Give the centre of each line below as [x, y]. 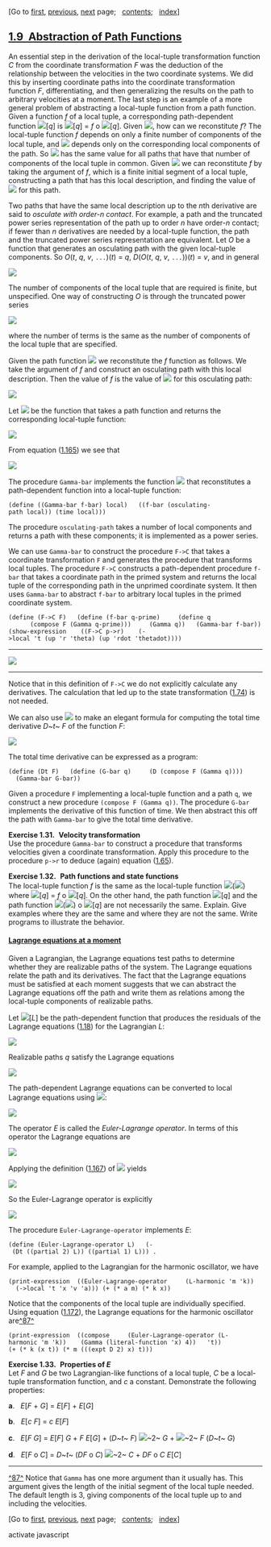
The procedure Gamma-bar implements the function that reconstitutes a [130, 481]
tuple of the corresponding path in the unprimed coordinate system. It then [133, 585]
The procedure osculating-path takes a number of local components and [130, 526]
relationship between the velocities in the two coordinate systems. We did [131, 73]
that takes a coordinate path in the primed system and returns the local [139, 576]
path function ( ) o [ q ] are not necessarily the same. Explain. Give [128, 904]
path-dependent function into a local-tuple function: [95, 490]
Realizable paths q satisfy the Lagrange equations [92, 1057]
